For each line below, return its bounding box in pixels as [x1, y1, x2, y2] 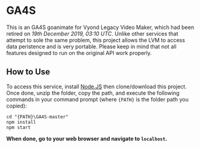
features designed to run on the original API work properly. [6, 49, 152, 56]
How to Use [6, 67, 51, 77]
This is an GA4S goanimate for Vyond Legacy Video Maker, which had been [6, 24, 195, 31]
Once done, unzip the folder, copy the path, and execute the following [6, 89, 180, 97]
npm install [6, 119, 36, 125]
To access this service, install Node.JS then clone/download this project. [6, 83, 187, 90]
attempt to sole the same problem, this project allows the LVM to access [6, 36, 186, 43]
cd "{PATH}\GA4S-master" [6, 114, 69, 120]
